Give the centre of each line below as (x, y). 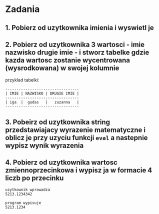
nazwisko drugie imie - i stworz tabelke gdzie (77, 52)
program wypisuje (23, 203)
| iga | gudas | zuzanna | (42, 102)
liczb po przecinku (34, 178)
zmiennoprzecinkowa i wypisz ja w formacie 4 (79, 170)
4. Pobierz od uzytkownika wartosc (61, 163)
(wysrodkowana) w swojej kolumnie (62, 68)
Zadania (22, 9)
